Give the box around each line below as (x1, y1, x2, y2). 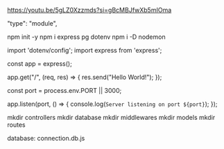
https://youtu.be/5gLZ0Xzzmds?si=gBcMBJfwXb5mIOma (7, 6, 172, 14)
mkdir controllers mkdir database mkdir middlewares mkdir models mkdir (7, 114, 216, 121)
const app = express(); (7, 60, 73, 68)
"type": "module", (7, 19, 58, 27)
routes (7, 121, 26, 129)
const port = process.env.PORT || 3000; (7, 87, 122, 94)
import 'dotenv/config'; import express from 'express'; (7, 46, 162, 54)
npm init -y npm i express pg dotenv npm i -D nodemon (7, 33, 166, 41)
